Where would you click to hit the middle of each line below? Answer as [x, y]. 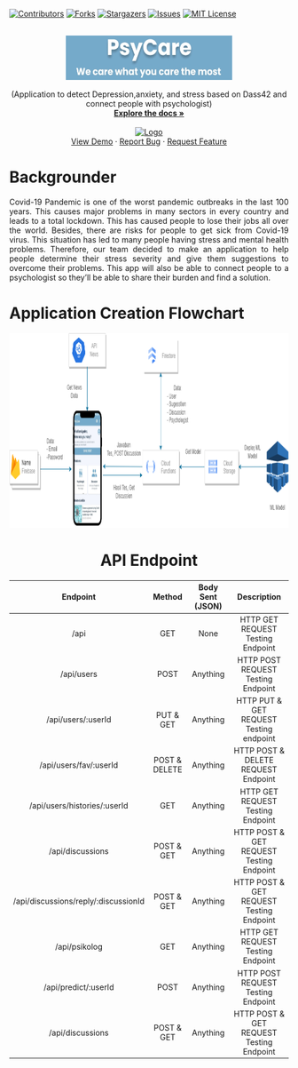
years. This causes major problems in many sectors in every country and [149, 211]
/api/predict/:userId [79, 987]
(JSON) [208, 606]
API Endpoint [149, 561]
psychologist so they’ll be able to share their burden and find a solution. [140, 277]
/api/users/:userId [78, 720]
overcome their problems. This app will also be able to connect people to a [149, 267]
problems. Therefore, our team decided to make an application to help [149, 249]
